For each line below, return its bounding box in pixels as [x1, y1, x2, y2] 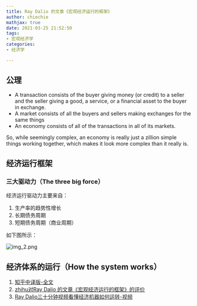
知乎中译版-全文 [14, 278, 54, 285]
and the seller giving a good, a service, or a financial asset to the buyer [14, 97, 187, 105]
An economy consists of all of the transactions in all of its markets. [14, 122, 176, 129]
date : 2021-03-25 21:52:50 [6, 25, 72, 31]
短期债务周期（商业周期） [14, 219, 77, 226]
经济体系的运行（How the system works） [6, 262, 162, 272]
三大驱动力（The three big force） [6, 177, 104, 186]
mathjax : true [6, 19, 41, 25]
